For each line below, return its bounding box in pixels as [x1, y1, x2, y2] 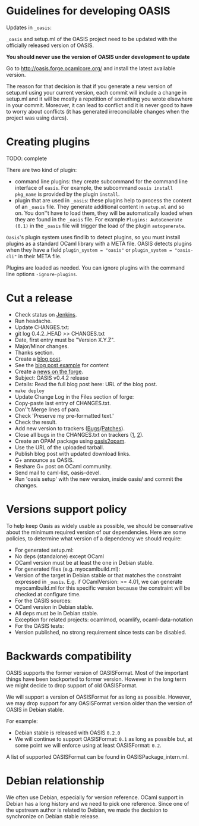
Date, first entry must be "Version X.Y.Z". [14, 336, 115, 343]
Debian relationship [6, 774, 105, 787]
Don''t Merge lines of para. [14, 406, 81, 413]
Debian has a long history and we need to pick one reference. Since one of [6, 800, 189, 807]
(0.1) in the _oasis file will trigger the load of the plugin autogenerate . [14, 222, 186, 229]
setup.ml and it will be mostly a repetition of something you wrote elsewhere [6, 95, 193, 102]
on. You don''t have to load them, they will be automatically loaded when [14, 209, 193, 217]
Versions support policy [6, 503, 127, 516]
